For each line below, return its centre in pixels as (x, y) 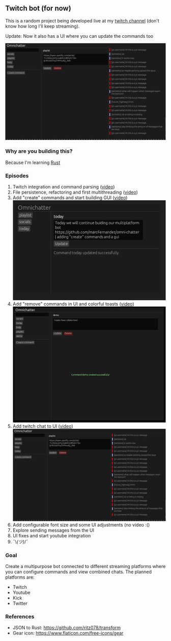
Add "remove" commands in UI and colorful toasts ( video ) (73, 304)
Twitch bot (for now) (38, 8)
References (20, 616)
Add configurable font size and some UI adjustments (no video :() (81, 525)
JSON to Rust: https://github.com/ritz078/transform (67, 628)
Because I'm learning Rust (33, 162)
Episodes (17, 176)
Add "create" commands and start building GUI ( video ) (70, 198)
